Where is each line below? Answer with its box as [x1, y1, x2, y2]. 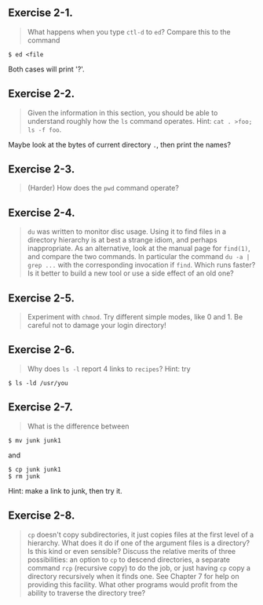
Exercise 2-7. [8, 400, 73, 414]
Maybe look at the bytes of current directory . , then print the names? [8, 140, 232, 149]
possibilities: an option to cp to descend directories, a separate [27, 555, 230, 564]
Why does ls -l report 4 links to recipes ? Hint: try [27, 364, 191, 374]
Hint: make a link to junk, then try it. [8, 486, 123, 495]
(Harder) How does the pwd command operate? [27, 184, 179, 193]
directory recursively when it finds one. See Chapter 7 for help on [27, 571, 239, 581]
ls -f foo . [27, 125, 62, 134]
